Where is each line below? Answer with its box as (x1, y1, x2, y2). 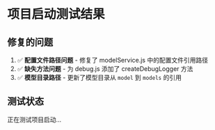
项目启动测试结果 (7, 6, 106, 22)
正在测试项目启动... (7, 115, 62, 124)
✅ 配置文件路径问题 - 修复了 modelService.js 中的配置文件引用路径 (17, 56, 209, 64)
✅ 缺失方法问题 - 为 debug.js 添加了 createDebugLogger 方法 (17, 65, 193, 73)
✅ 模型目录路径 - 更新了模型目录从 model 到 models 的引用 (17, 74, 182, 81)
